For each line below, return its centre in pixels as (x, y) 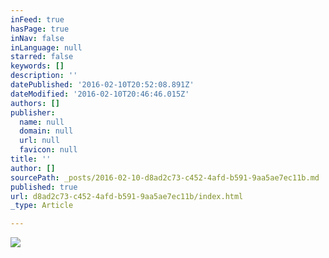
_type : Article (42, 206)
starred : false (42, 57)
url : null (39, 141)
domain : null (46, 131)
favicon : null (48, 150)
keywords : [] (37, 66)
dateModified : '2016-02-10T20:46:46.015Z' (100, 94)
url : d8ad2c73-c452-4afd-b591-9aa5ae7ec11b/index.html (127, 196)
